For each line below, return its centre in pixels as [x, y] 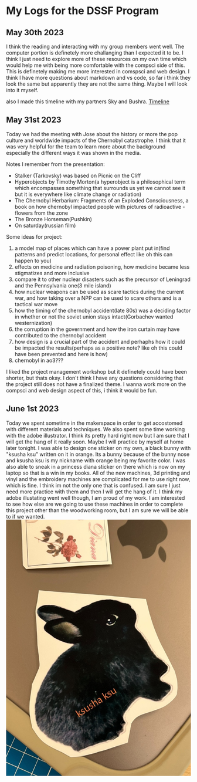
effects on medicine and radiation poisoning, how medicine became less [102, 267]
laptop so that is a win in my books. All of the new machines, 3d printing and [98, 473]
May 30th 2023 [35, 33]
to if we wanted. [26, 516]
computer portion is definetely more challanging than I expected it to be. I [95, 53]
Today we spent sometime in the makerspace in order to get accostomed [94, 423]
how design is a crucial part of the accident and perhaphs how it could [100, 341]
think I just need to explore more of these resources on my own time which [96, 59]
